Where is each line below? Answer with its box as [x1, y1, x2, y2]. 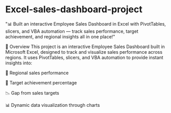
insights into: [5, 60, 32, 66]
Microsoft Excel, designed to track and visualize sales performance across [5, 49, 163, 55]
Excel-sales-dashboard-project [5, 4, 142, 15]
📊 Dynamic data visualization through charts [5, 102, 100, 108]
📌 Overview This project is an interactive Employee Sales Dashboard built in [5, 43, 165, 50]
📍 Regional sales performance [5, 70, 69, 76]
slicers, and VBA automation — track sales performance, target [5, 28, 139, 34]
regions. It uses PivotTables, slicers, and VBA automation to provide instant [5, 54, 164, 60]
